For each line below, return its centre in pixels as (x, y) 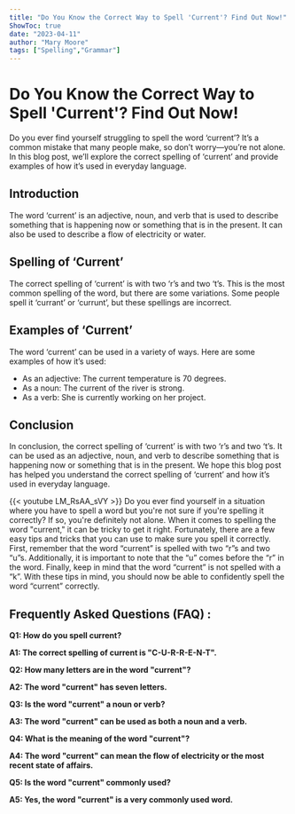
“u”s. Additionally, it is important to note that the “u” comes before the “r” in (147, 558)
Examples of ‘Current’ (71, 331)
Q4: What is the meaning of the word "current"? (100, 739)
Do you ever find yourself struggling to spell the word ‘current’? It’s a (134, 138)
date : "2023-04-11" (45, 34)
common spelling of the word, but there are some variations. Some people (145, 293)
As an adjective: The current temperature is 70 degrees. (124, 378)
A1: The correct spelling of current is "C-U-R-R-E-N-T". (113, 652)
